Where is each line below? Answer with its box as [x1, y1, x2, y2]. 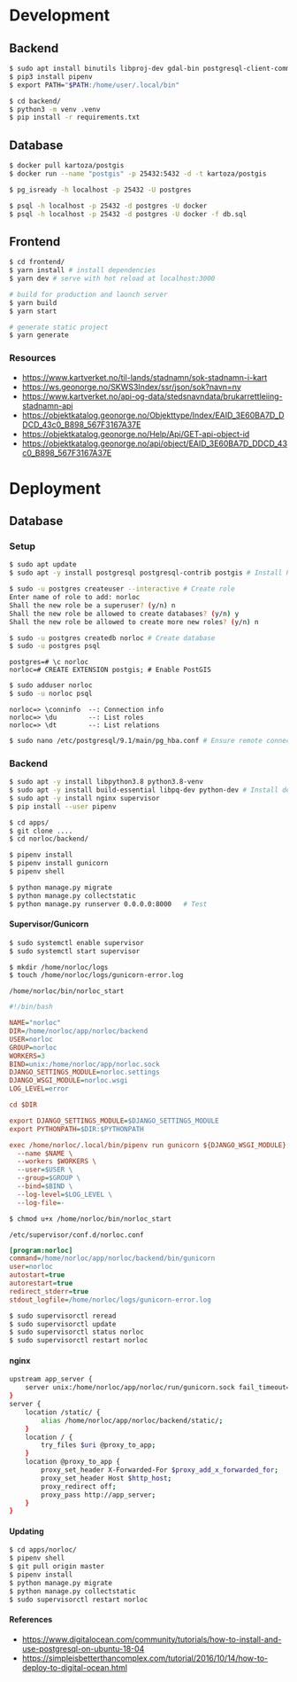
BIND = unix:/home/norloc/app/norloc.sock [9, 1060, 161, 1068]
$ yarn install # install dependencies [9, 266, 156, 275]
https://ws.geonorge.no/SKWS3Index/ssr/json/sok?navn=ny [21, 381, 241, 392]
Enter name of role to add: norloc [9, 593, 141, 602]
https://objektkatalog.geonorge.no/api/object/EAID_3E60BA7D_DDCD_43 [21, 438, 288, 449]
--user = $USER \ [17, 1165, 73, 1175]
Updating [9, 1526, 44, 1537]
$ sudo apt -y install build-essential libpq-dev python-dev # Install [9, 786, 278, 794]
